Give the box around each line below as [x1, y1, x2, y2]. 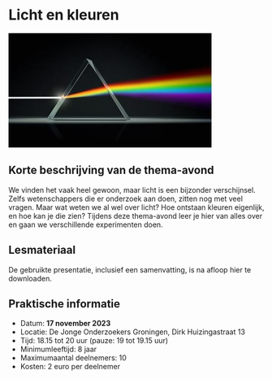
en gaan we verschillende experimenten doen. [8, 220, 164, 229]
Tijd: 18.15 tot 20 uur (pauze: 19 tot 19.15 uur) [19, 336, 169, 346]
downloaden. [8, 273, 53, 283]
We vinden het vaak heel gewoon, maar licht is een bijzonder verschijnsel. [8, 185, 256, 194]
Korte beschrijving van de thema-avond [8, 163, 214, 177]
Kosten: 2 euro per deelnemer [19, 362, 120, 372]
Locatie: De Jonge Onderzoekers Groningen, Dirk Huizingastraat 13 [19, 327, 246, 337]
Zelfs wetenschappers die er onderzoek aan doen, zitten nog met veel [8, 194, 244, 203]
